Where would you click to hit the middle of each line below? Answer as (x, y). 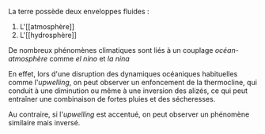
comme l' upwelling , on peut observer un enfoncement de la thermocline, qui (132, 82)
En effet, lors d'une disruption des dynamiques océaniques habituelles (123, 74)
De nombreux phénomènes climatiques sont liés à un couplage (111, 50)
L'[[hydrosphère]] (48, 35)
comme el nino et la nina (90, 59)
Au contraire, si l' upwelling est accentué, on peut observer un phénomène (129, 114)
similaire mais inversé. (44, 123)
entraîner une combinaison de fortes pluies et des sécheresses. (112, 99)
